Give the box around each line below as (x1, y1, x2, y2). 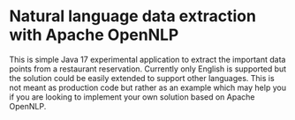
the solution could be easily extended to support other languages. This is (9, 72, 276, 83)
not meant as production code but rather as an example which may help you (9, 82, 287, 93)
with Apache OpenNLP (9, 25, 179, 45)
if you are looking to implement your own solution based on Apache (9, 91, 255, 102)
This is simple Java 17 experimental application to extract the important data (9, 54, 286, 64)
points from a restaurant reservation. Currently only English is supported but (9, 64, 287, 74)
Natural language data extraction (9, 6, 256, 26)
